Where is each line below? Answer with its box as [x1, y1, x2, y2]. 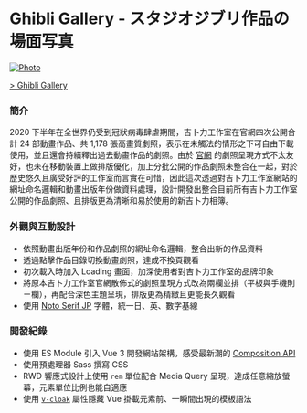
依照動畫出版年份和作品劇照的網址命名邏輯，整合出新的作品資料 [22, 243, 263, 254]
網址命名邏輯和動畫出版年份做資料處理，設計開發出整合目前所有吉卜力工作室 [9, 184, 298, 195]
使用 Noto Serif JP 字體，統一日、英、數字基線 [22, 300, 198, 311]
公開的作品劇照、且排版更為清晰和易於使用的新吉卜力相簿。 [9, 196, 234, 206]
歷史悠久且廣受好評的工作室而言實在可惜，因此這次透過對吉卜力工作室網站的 [9, 173, 298, 184]
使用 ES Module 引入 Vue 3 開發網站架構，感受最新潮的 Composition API [22, 347, 296, 358]
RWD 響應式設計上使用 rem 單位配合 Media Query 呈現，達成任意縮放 [22, 370, 282, 381]
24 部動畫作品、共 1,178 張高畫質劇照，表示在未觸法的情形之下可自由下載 [19, 138, 294, 149]
